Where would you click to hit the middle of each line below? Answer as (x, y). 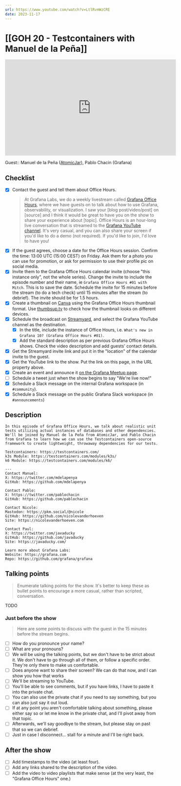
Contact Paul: (20, 529)
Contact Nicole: (21, 508)
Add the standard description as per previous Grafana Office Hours (87, 340)
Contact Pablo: (20, 490)
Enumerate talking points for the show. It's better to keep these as (83, 585)
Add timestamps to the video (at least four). (56, 762)
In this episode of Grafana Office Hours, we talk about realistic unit (80, 426)
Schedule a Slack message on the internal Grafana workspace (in (78, 383)
